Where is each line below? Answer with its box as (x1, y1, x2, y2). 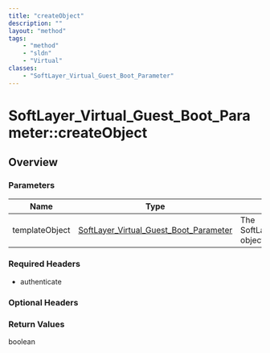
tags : (8, 34, 27, 43)
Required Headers (8, 259, 80, 270)
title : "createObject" (8, 11, 84, 20)
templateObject (12, 224, 71, 235)
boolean (8, 337, 36, 347)
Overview (8, 156, 59, 169)
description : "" (8, 19, 63, 27)
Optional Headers (8, 297, 79, 308)
